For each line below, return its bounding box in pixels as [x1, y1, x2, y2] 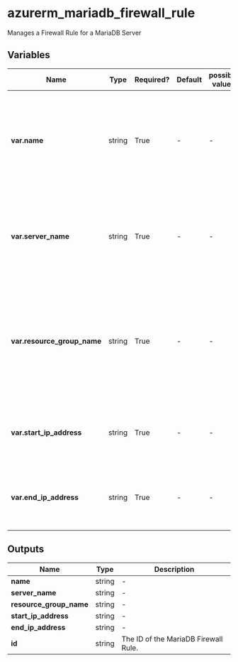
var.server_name [11, 231, 69, 241]
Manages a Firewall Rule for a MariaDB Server [7, 28, 142, 37]
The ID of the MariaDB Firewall [121, 634, 223, 644]
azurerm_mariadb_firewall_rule [7, 5, 195, 21]
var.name [11, 135, 44, 145]
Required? [134, 75, 170, 85]
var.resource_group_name [11, 336, 102, 346]
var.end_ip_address [11, 492, 79, 502]
